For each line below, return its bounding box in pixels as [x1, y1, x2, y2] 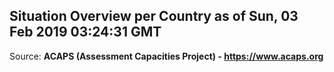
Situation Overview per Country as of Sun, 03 [9, 8, 299, 25]
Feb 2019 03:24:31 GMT [9, 24, 162, 41]
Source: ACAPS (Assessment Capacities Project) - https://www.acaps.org [9, 50, 324, 62]
